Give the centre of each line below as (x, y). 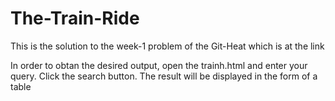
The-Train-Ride (75, 18)
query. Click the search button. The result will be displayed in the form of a (164, 76)
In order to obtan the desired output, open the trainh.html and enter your (159, 65)
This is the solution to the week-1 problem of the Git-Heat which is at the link (167, 46)
